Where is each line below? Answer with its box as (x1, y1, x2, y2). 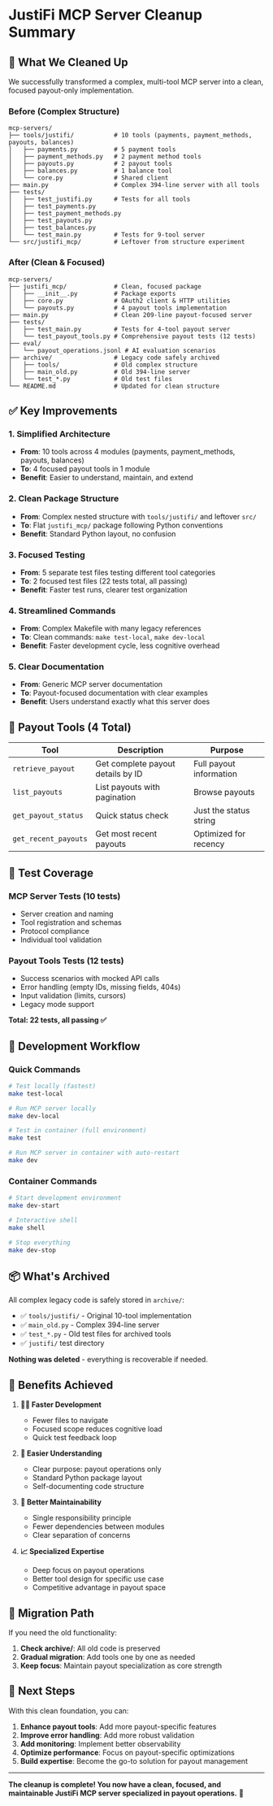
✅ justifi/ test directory (19, 1339, 105, 1348)
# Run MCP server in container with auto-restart (8, 1148, 180, 1157)
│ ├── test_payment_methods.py (8, 210, 122, 218)
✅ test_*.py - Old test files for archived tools (19, 1329, 172, 1339)
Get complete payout (95, 758, 176, 770)
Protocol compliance (19, 926, 90, 936)
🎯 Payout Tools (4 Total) (8, 720, 132, 734)
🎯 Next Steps (8, 1684, 76, 1698)
